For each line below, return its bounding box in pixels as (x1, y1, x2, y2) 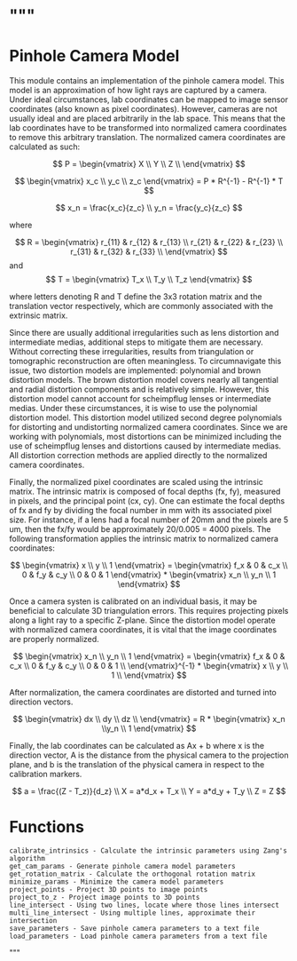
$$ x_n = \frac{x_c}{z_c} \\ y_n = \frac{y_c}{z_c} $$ (55, 203, 243, 213)
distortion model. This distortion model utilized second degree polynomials (9, 412, 282, 423)
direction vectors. (9, 696, 74, 707)
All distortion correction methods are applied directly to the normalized (9, 450, 268, 461)
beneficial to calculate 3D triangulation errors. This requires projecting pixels (9, 606, 289, 616)
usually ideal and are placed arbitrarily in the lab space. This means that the (9, 113, 285, 124)
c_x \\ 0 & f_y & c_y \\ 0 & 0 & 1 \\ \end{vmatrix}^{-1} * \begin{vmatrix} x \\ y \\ (9, 661, 289, 671)
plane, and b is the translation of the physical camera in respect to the (9, 759, 265, 770)
